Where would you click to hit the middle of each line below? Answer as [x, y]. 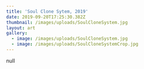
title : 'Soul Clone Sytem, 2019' [47, 11]
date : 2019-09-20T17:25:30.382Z [46, 17]
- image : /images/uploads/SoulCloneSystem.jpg [70, 39]
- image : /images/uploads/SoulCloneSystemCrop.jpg [75, 44]
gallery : [17, 33]
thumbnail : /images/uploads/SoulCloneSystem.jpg [67, 22]
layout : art [21, 28]
